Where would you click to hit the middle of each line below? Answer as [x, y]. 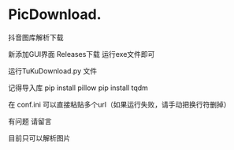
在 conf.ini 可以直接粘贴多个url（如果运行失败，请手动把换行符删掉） [119, 104]
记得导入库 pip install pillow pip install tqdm [78, 88]
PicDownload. [55, 15]
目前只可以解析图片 [39, 138]
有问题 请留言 [30, 121]
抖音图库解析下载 [36, 37]
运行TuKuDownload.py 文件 [52, 71]
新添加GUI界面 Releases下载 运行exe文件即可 [82, 54]
